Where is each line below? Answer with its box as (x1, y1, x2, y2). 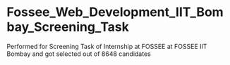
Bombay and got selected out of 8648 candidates (6, 50, 151, 58)
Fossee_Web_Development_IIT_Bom (6, 4, 224, 20)
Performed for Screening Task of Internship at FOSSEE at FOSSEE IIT (6, 42, 207, 50)
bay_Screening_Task (6, 19, 130, 35)
